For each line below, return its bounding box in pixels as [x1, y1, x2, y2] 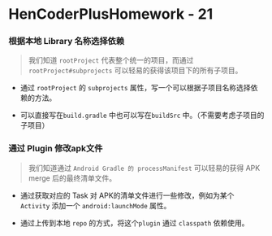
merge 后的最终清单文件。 [28, 173, 116, 183]
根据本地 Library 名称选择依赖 [8, 36, 125, 47]
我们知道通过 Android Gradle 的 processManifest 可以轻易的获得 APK [28, 163, 261, 173]
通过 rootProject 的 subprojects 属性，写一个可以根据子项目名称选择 [19, 83, 252, 93]
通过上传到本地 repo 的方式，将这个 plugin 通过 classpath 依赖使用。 [19, 217, 249, 228]
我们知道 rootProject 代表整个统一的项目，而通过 [28, 55, 194, 65]
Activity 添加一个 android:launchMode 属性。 [19, 200, 171, 210]
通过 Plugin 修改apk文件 [8, 143, 103, 155]
